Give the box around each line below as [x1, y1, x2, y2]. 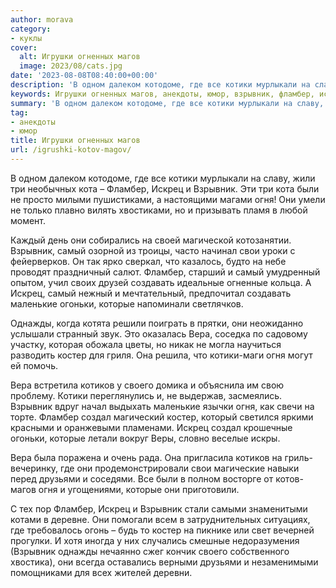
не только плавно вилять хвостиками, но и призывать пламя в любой [10, 204, 308, 216]
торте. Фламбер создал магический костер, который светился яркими [10, 411, 314, 423]
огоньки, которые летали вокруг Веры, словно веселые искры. [10, 432, 281, 444]
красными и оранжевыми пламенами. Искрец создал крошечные [10, 421, 293, 433]
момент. [10, 214, 47, 226]
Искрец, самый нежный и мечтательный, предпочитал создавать [10, 287, 292, 299]
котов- [275, 472, 304, 485]
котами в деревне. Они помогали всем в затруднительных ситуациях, [10, 513, 311, 525]
